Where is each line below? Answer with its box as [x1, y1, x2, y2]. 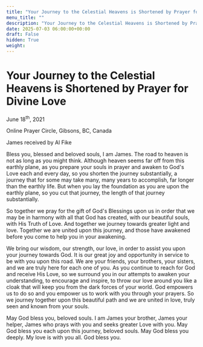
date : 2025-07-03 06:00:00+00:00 [6, 25, 91, 32]
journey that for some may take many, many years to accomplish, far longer [6, 176, 195, 183]
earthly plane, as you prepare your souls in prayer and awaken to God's [6, 164, 184, 171]
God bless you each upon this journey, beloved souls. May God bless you [6, 328, 189, 335]
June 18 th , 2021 [6, 114, 45, 123]
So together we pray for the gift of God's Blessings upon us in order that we [6, 207, 195, 215]
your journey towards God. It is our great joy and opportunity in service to [6, 251, 189, 259]
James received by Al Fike [6, 139, 72, 146]
